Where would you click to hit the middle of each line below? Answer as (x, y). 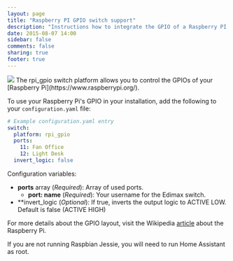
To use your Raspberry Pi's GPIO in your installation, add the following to (112, 101)
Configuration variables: (42, 174)
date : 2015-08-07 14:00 (42, 33)
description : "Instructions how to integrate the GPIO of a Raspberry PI (117, 27)
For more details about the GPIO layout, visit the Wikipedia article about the (115, 223)
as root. (18, 251)
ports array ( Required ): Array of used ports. (80, 187)
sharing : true (28, 53)
